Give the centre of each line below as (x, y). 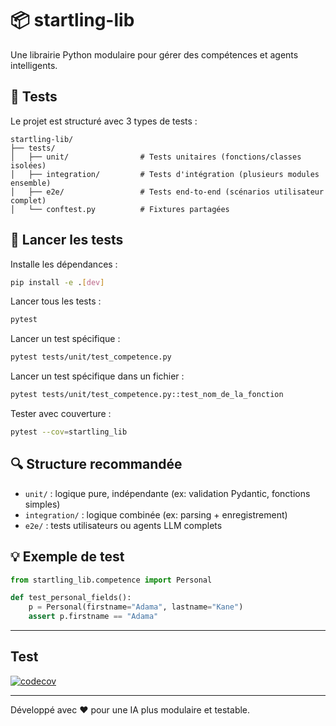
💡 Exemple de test (67, 557)
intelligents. (34, 65)
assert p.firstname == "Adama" (93, 617)
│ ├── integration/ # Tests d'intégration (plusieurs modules (165, 174)
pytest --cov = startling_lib (69, 432)
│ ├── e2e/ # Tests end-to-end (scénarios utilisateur (167, 192)
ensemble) (31, 183)
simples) (42, 504)
